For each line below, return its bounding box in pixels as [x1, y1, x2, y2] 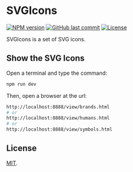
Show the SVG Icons [6, 53, 85, 64]
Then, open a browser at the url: [6, 92, 87, 99]
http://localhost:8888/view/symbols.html [6, 126, 113, 132]
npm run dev [6, 81, 36, 87]
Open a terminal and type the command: [6, 69, 107, 77]
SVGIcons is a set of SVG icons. [6, 35, 86, 43]
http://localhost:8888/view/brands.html [6, 104, 111, 110]
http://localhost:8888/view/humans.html [6, 115, 111, 122]
